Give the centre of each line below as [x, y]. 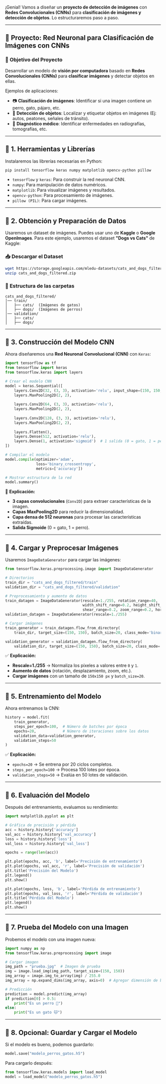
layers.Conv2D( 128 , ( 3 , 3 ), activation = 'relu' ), [65, 418]
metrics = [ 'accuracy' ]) [60, 469]
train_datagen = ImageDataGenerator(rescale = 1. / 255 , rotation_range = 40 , [82, 601]
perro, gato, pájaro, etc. [36, 108]
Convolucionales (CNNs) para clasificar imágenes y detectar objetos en [80, 76]
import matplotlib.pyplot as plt [40, 816]
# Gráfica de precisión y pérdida [41, 825]
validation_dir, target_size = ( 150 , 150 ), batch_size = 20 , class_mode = [87, 646]
